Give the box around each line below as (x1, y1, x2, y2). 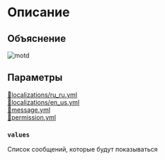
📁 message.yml (7, 105, 51, 114)
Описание (7, 4, 70, 21)
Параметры (7, 72, 63, 84)
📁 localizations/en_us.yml (7, 98, 80, 106)
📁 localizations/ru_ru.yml (7, 90, 78, 99)
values (7, 130, 30, 139)
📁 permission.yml (7, 113, 57, 121)
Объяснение (7, 33, 66, 45)
